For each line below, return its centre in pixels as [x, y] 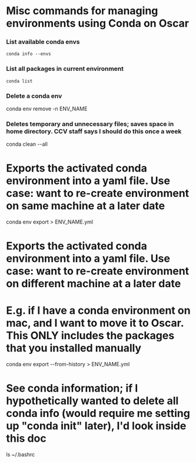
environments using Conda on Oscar [98, 23]
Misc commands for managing [82, 11]
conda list [19, 81]
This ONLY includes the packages [90, 335]
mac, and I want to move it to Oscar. [95, 323]
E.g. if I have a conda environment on [98, 310]
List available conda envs [43, 42]
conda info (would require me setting [98, 413]
